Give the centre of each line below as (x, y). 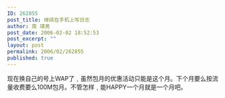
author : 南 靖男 (29, 26)
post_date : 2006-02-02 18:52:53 (53, 33)
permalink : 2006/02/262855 (45, 52)
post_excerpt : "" (32, 39)
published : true (30, 58)
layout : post (26, 45)
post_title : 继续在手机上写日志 (49, 20)
